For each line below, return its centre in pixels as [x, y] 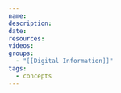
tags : [17, 69]
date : [17, 31]
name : [17, 16]
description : [30, 23]
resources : [27, 38]
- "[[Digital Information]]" [65, 61]
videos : [21, 46]
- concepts [34, 76]
